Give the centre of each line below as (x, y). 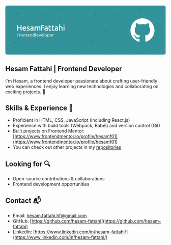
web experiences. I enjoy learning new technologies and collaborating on (82, 87)
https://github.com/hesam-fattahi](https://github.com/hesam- (96, 221)
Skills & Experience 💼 (39, 108)
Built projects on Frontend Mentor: (49, 131)
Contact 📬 (23, 201)
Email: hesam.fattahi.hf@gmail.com (50, 215)
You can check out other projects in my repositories (67, 147)
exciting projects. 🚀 (25, 92)
